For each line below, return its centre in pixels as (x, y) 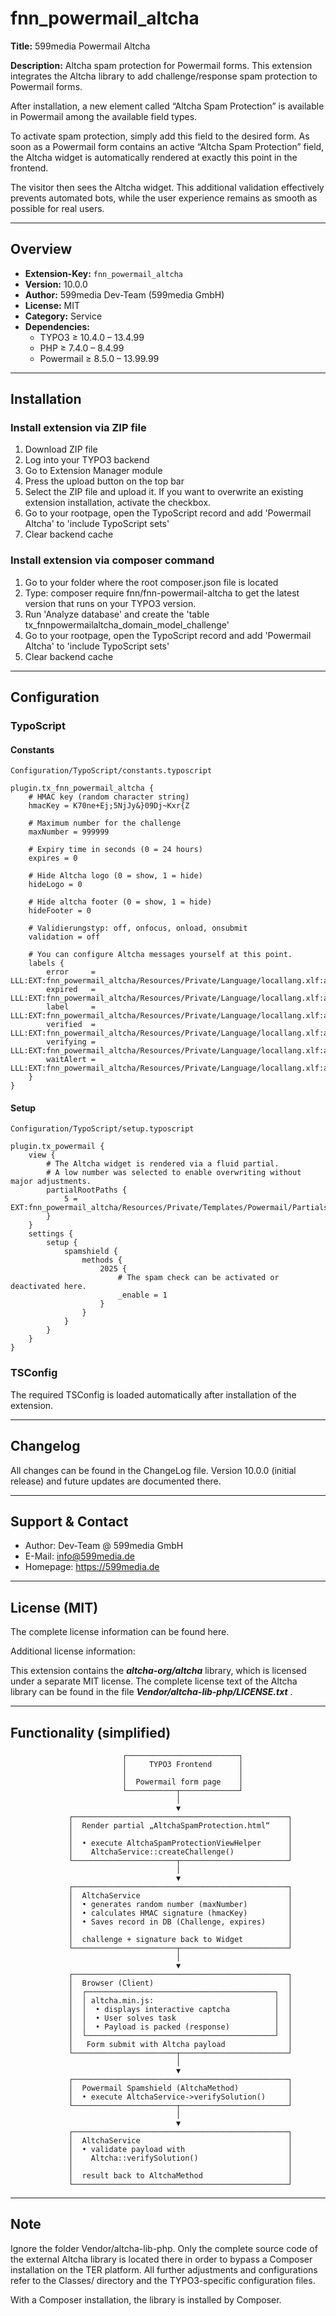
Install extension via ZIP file (78, 428)
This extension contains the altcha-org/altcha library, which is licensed (158, 1671)
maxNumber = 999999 (69, 832)
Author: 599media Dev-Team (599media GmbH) (124, 294)
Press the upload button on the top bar (104, 481)
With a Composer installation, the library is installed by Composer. (146, 2299)
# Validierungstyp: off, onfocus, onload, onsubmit (138, 928)
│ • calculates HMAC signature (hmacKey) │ (180, 1913)
